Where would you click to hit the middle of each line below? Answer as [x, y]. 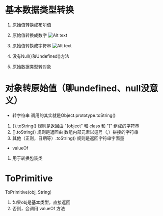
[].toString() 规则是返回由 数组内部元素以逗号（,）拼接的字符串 [75, 132]
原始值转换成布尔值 [32, 25]
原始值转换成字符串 [32, 45]
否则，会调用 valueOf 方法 [39, 208]
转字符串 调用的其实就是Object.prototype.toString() [64, 115]
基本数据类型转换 [40, 10]
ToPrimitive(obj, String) [28, 192]
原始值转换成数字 [29, 35]
